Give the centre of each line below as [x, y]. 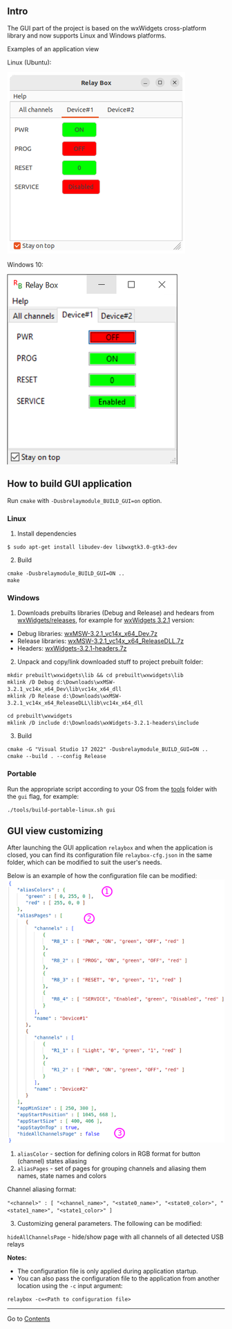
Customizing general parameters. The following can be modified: [109, 1224]
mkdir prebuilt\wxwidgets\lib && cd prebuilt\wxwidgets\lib [96, 676]
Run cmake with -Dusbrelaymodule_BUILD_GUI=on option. [85, 500]
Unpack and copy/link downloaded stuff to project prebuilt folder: [110, 662]
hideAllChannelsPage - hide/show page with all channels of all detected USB [116, 1237]
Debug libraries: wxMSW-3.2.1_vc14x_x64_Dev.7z [87, 634]
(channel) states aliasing [52, 1161]
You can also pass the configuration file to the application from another [118, 1278]
